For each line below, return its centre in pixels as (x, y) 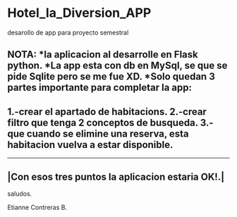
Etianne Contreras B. (37, 207)
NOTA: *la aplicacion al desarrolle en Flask (103, 55)
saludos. (20, 193)
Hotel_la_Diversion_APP (79, 13)
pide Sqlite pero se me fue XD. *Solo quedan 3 (111, 76)
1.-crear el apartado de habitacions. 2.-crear (107, 112)
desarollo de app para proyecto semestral (68, 32)
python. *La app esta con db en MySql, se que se (117, 66)
